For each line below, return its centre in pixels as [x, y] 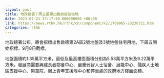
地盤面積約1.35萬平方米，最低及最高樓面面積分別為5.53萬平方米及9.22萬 [78, 58]
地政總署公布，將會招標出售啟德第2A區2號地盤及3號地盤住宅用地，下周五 [79, 42]
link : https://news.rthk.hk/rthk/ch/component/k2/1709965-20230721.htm [79, 23]
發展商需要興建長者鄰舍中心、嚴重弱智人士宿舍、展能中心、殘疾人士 [86, 65]
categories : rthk [23, 28]
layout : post [18, 10]
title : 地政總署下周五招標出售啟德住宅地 [42, 14]
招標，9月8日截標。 [29, 48]
